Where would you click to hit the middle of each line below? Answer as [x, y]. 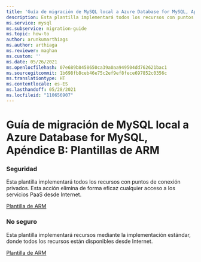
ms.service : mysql [29, 23]
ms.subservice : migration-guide [46, 28]
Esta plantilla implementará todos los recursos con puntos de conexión [93, 182]
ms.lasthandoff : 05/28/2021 [41, 90]
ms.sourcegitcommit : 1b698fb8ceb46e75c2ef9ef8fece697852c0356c [87, 73]
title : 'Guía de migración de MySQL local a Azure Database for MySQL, [97, 12]
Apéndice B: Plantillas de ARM [83, 150]
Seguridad [22, 169]
